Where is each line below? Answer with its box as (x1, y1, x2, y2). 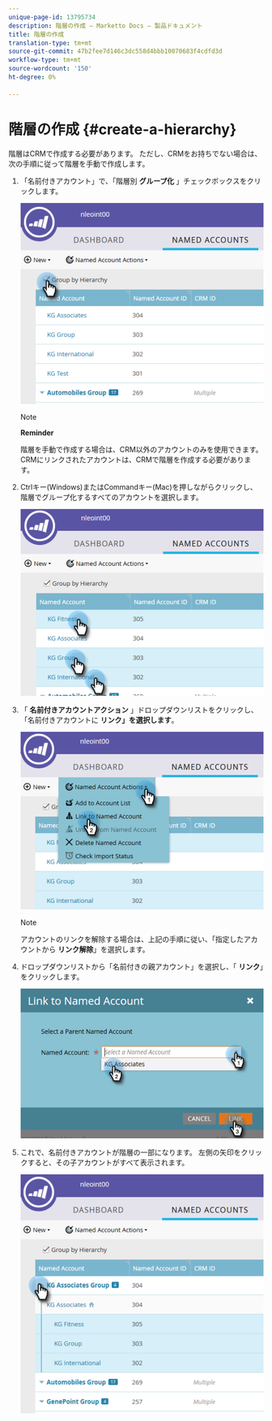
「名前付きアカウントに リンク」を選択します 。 (19, 715, 179, 725)
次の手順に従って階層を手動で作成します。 (8, 158, 150, 168)
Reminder (19, 427, 54, 438)
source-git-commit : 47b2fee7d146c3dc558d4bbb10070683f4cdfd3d (8, 47, 223, 56)
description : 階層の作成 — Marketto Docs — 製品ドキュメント (8, 21, 203, 30)
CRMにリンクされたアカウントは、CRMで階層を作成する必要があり (19, 455, 244, 464)
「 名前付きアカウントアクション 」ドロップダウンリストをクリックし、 (19, 705, 258, 715)
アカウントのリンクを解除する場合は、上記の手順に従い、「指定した (19, 934, 244, 944)
